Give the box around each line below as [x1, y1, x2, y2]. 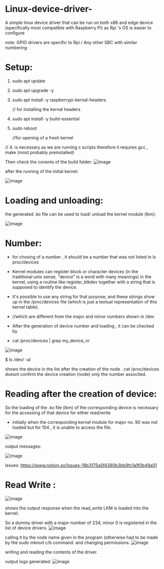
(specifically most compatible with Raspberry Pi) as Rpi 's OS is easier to [5, 24, 152, 30]
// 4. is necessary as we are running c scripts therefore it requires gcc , [5, 144, 148, 150]
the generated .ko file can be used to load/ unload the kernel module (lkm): [5, 211, 156, 217]
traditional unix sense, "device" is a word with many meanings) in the [12, 274, 152, 280]
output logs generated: [5, 558, 51, 564]
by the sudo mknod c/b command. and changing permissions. [5, 539, 130, 546]
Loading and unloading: [5, 195, 104, 206]
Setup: [5, 62, 33, 73]
